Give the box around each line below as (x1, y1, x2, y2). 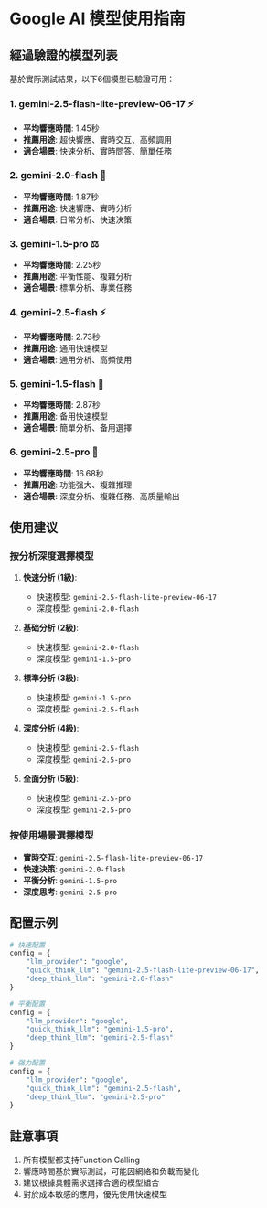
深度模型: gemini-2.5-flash (36, 703, 140, 714)
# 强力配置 (9, 1058, 46, 1068)
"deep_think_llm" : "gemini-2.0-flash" (26, 975, 174, 984)
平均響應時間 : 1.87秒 (22, 191, 99, 202)
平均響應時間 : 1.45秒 (22, 123, 100, 134)
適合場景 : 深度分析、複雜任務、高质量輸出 (22, 490, 180, 501)
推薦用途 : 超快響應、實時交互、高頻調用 (22, 134, 172, 145)
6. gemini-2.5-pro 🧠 (9, 445, 99, 458)
